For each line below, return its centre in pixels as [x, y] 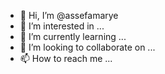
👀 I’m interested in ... [62, 26]
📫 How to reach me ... [66, 58]
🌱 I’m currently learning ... [73, 36]
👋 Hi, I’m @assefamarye [69, 15]
